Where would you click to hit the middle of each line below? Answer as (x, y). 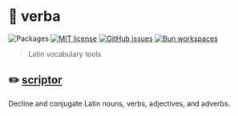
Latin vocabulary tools (65, 54)
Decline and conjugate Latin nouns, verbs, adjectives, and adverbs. (119, 103)
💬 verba (34, 16)
